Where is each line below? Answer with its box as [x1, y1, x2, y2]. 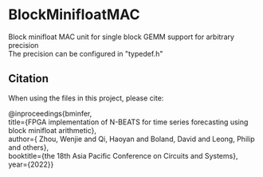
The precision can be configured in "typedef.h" [8, 49, 163, 58]
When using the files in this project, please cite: [8, 93, 164, 103]
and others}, [8, 142, 49, 152]
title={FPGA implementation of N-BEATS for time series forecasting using [8, 117, 249, 127]
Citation [8, 72, 49, 85]
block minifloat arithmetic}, [8, 125, 97, 135]
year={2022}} [8, 159, 54, 169]
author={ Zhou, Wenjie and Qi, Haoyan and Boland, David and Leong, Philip [8, 134, 255, 144]
